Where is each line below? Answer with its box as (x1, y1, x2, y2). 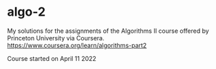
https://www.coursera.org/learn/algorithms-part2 (7, 41, 147, 49)
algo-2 (7, 4, 46, 20)
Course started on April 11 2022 (7, 54, 96, 62)
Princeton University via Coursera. (7, 33, 105, 42)
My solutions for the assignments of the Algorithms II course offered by (7, 27, 210, 35)
